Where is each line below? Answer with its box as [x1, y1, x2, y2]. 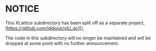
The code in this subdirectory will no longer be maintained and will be [5, 35, 151, 41]
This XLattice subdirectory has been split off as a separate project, [5, 20, 145, 26]
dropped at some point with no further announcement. [5, 40, 119, 46]
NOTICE [5, 3, 40, 15]
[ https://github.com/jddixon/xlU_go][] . [5, 25, 85, 31]
